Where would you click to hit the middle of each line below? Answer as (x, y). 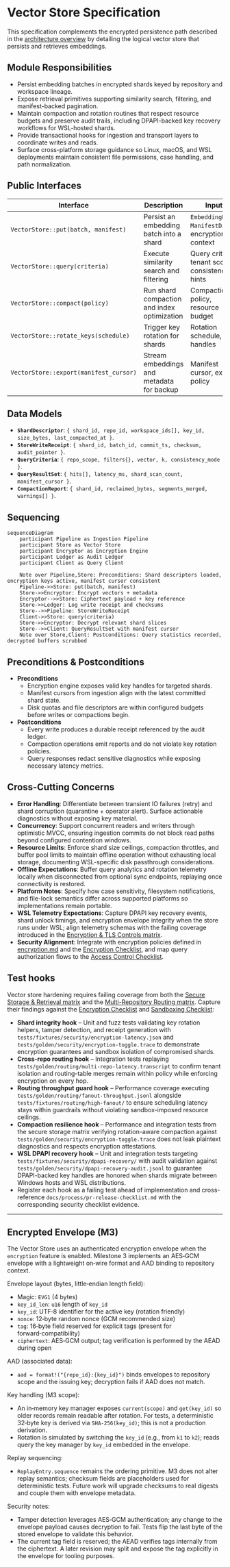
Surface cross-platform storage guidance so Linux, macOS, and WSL (114, 149)
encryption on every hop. (53, 1081)
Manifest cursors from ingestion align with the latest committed (116, 693)
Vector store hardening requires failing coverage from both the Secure (106, 994)
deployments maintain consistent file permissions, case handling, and (115, 157)
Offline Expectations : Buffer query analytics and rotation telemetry (112, 869)
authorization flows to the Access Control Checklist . (90, 956)
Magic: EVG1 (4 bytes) (47, 1297)
